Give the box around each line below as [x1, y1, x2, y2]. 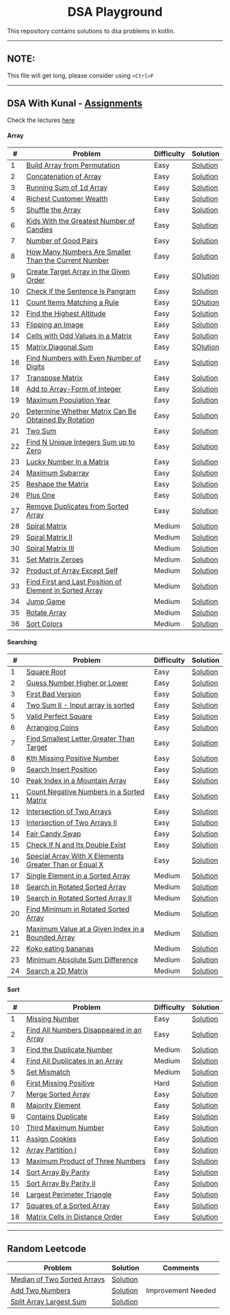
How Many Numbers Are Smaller [26, 247, 131, 256]
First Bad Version [26, 689, 81, 699]
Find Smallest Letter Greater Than [26, 734, 135, 743]
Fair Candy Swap [26, 829, 81, 839]
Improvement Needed [146, 1286, 216, 1295]
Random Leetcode [7, 1242, 87, 1255]
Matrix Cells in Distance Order [26, 1212, 123, 1222]
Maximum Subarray [26, 468, 90, 477]
